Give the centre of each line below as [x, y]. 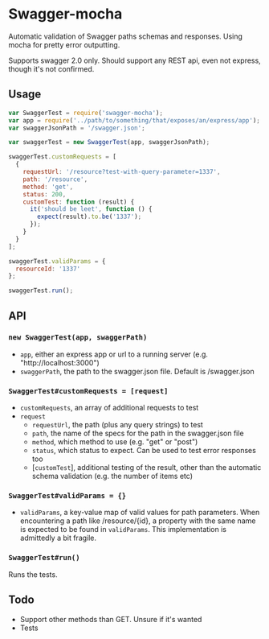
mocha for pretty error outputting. [64, 44]
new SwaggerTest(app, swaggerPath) [78, 338]
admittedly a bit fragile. [58, 538]
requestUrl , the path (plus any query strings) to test [117, 425]
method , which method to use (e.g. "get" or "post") [115, 442]
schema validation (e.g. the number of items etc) [112, 476]
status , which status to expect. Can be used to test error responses [144, 451]
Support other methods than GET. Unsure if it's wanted [111, 619]
